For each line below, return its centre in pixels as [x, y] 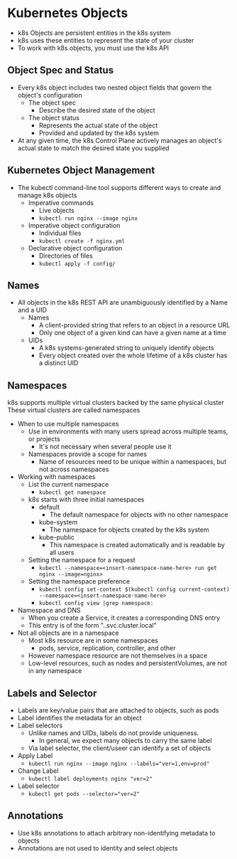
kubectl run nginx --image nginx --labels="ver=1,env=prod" [119, 764]
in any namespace [55, 671]
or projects [44, 439]
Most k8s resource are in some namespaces [93, 641]
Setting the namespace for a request [82, 560]
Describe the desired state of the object [97, 110]
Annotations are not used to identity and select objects [98, 848]
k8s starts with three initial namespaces [86, 500]
